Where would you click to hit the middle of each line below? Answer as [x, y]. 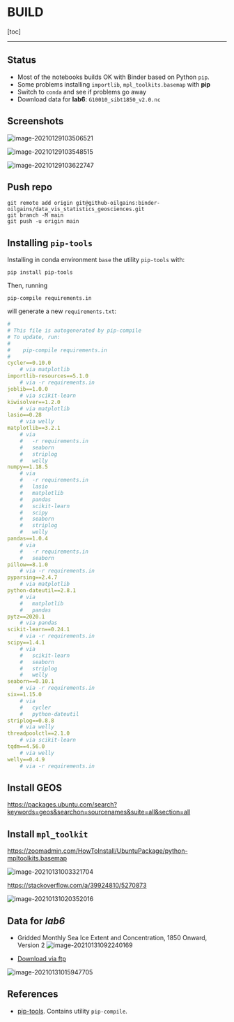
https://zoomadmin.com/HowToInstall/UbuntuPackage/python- [97, 851]
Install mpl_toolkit [48, 834]
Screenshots [36, 121]
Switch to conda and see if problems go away [82, 92]
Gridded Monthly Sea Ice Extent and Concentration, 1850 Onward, [112, 938]
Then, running [28, 286]
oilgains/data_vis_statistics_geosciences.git [76, 209]
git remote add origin [40, 203]
